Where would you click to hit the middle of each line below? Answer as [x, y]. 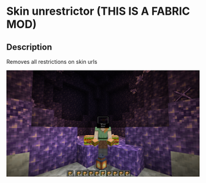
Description [29, 47]
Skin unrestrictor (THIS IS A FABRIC [98, 11]
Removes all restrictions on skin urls [52, 62]
